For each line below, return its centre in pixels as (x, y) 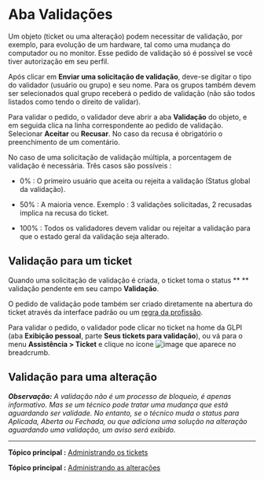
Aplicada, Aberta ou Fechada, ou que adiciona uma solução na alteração (128, 421)
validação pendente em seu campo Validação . (84, 288)
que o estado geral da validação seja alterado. (94, 236)
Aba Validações (60, 15)
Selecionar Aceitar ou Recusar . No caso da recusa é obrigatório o (115, 133)
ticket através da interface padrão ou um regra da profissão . (106, 312)
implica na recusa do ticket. (64, 212)
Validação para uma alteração (82, 377)
